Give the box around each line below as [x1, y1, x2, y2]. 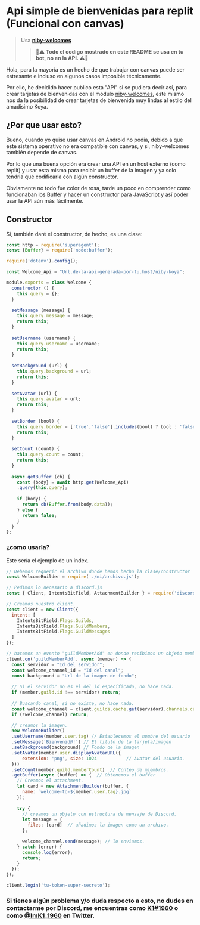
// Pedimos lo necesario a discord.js [6, 584, 102, 591]
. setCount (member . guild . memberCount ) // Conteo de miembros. [11, 766, 169, 773]
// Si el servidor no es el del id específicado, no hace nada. [11, 684, 174, 690]
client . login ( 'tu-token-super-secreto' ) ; [6, 883, 111, 889]
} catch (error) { [17, 844, 62, 850]
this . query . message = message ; [17, 313, 95, 319]
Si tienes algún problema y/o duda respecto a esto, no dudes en [6, 896, 193, 905]
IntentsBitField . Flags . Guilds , [17, 617, 95, 624]
